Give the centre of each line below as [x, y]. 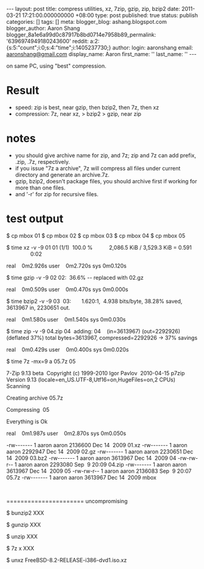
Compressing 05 [28, 409]
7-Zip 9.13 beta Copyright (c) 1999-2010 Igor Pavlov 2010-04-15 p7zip [96, 373]
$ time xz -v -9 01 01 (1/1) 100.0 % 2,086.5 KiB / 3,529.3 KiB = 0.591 [99, 247]
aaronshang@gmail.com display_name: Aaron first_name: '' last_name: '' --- [101, 54]
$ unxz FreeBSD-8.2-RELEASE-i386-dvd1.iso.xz [67, 560]
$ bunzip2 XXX [25, 513]
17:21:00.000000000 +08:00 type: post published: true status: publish [110, 15]
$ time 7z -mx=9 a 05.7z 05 [41, 361]
